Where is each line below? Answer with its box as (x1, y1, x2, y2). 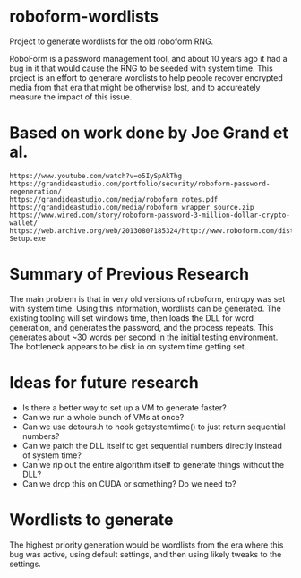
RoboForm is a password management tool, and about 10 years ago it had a (9, 53, 288, 64)
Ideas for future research (9, 373, 199, 393)
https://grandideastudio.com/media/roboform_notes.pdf (9, 194, 219, 203)
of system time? (21, 450, 82, 461)
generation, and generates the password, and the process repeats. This (9, 322, 274, 332)
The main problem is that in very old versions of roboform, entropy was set (9, 293, 286, 304)
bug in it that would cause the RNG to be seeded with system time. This (9, 63, 273, 73)
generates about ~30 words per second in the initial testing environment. (9, 332, 279, 342)
